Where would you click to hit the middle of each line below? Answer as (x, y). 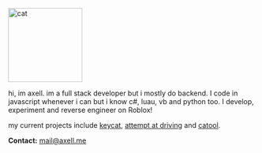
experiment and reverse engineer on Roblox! (80, 110)
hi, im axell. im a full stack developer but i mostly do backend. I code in (123, 93)
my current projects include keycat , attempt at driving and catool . (114, 125)
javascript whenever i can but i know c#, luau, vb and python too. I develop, (131, 101)
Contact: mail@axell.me (47, 140)
